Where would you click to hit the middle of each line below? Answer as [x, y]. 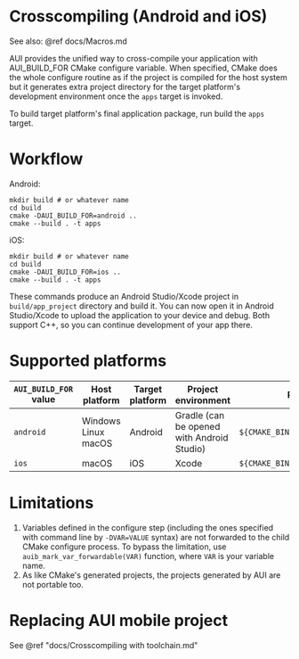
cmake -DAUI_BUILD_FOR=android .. [73, 216]
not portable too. [53, 584]
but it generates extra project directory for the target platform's [125, 86]
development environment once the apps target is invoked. [116, 96]
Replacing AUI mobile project [119, 620]
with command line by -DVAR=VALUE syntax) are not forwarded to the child [156, 537]
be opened [198, 426]
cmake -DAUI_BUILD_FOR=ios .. [65, 272]
